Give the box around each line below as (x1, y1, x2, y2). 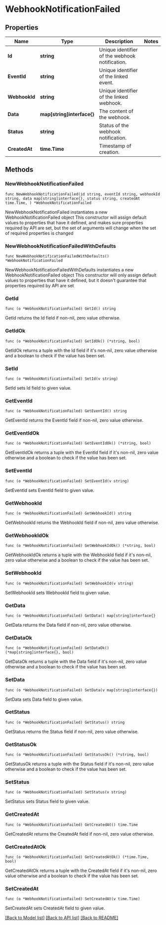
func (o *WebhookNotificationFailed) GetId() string (5, 306, 116, 311)
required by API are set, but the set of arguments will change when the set (5, 225, 157, 231)
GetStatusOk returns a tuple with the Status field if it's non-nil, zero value (5, 761, 154, 767)
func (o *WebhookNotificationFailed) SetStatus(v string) (5, 790, 127, 795)
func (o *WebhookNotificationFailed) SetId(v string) (5, 376, 119, 381)
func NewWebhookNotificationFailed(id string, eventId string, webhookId (5, 192, 161, 197)
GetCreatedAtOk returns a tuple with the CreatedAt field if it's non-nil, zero (5, 867, 157, 874)
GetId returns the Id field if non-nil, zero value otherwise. (5, 315, 121, 321)
